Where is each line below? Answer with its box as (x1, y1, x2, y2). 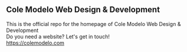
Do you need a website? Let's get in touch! (6, 32, 110, 40)
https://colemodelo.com (6, 39, 65, 46)
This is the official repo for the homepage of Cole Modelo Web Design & (6, 20, 181, 27)
